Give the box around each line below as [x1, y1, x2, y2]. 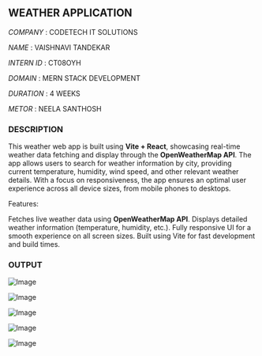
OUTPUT [8, 259, 43, 271]
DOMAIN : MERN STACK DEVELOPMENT [8, 73, 140, 82]
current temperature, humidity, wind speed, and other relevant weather [8, 167, 239, 176]
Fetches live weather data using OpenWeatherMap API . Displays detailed [8, 214, 248, 224]
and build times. [8, 240, 61, 249]
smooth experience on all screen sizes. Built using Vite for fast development [8, 231, 256, 240]
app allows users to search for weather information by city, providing [8, 158, 232, 169]
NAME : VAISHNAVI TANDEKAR [8, 43, 110, 52]
